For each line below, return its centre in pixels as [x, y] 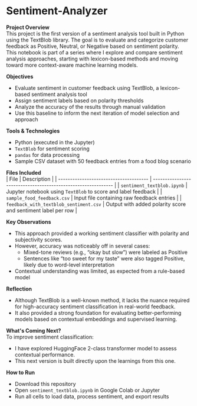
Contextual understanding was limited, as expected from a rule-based [100, 271]
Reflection [19, 289]
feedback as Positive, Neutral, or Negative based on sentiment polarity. [93, 46]
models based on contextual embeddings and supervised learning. [96, 319]
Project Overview [28, 27]
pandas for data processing [47, 154]
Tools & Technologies [33, 131]
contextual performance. [45, 355]
